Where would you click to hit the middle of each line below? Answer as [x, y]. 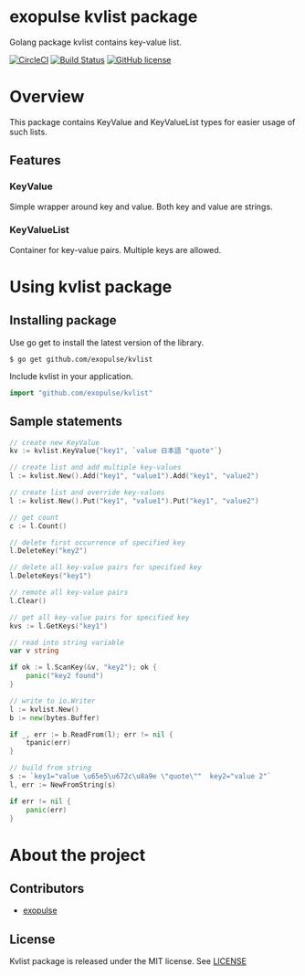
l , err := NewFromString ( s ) [63, 785]
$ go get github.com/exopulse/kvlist [81, 359]
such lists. [28, 132]
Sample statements [66, 422]
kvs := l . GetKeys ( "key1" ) [58, 626]
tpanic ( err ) [48, 743]
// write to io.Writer [53, 701]
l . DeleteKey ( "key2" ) [49, 551]
